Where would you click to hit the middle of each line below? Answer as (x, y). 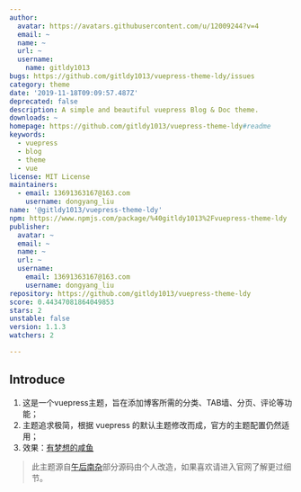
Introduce (37, 380)
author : (24, 18)
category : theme (40, 85)
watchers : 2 (31, 335)
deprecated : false (44, 101)
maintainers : (34, 185)
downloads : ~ (34, 118)
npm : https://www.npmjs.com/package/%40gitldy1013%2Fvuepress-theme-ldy (148, 218)
